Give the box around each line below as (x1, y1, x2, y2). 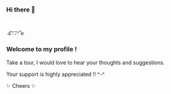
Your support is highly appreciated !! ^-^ (6, 70, 105, 78)
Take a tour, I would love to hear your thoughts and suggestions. (6, 58, 165, 66)
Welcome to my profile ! (6, 45, 77, 54)
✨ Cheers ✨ (6, 82, 36, 89)
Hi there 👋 (6, 5, 36, 14)
